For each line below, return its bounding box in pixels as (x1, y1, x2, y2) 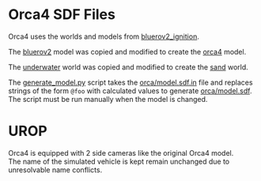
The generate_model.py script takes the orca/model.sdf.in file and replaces (8, 77, 253, 87)
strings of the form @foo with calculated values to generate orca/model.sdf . (8, 85, 252, 96)
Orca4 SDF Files (8, 6, 116, 24)
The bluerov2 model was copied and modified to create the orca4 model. (8, 47, 247, 56)
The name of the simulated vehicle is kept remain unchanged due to (8, 156, 230, 166)
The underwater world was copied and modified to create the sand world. (8, 62, 249, 72)
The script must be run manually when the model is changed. (8, 94, 208, 104)
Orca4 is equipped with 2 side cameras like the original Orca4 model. (8, 148, 234, 157)
